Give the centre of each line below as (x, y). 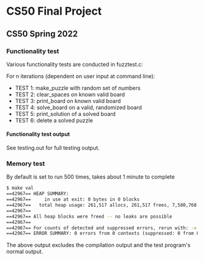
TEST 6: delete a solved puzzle (54, 120)
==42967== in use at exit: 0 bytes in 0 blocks (73, 199)
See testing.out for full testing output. (53, 148)
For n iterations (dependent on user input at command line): (81, 76)
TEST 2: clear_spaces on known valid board (70, 94)
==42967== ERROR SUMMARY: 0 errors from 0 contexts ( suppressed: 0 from (100, 234)
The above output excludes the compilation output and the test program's (98, 245)
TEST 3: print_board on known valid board (68, 101)
